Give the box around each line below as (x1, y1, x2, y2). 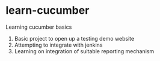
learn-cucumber (5, 4, 90, 17)
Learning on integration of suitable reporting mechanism (14, 47, 155, 54)
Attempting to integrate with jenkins (14, 41, 103, 48)
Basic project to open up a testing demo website (14, 35, 135, 42)
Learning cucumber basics (5, 23, 72, 30)
